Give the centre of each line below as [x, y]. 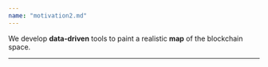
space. [20, 47]
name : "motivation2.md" [48, 16]
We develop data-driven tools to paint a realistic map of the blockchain [126, 38]
